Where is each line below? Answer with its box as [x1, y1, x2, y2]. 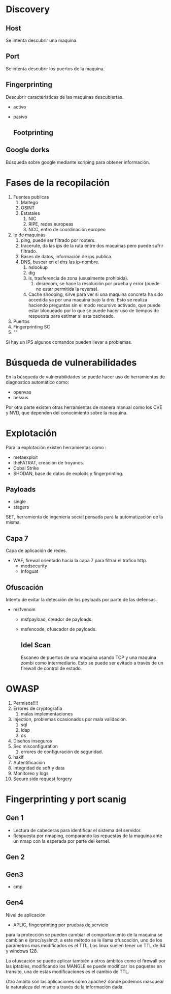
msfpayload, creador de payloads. [20, 616, 93, 622]
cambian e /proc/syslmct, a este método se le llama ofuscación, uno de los [6, 937, 163, 943]
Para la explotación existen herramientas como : [6, 444, 107, 450]
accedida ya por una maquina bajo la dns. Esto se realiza [28, 296, 148, 302]
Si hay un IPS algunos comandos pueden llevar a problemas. [6, 339, 132, 345]
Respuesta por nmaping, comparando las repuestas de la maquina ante [13, 833, 162, 839]
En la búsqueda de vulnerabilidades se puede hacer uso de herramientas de [6, 373, 165, 380]
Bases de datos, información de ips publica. [20, 253, 113, 259]
